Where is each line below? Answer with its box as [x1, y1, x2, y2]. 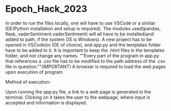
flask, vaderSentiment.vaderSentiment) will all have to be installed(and [5, 31, 154, 37]
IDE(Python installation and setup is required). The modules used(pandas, [5, 25, 161, 31]
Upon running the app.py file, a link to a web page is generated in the [5, 88, 152, 95]
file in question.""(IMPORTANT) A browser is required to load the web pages [5, 63, 166, 70]
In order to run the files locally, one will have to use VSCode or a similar [5, 20, 156, 26]
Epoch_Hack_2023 [5, 3, 88, 15]
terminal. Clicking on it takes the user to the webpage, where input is [5, 94, 150, 100]
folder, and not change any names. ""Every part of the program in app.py [5, 52, 160, 59]
